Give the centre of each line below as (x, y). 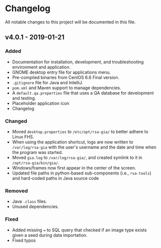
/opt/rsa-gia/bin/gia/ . (36, 162)
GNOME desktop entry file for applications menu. (61, 72)
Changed (16, 121)
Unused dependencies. (36, 207)
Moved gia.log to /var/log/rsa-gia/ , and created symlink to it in (77, 157)
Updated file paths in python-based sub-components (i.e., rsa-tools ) (82, 173)
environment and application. (41, 67)
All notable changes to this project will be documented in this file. (71, 22)
